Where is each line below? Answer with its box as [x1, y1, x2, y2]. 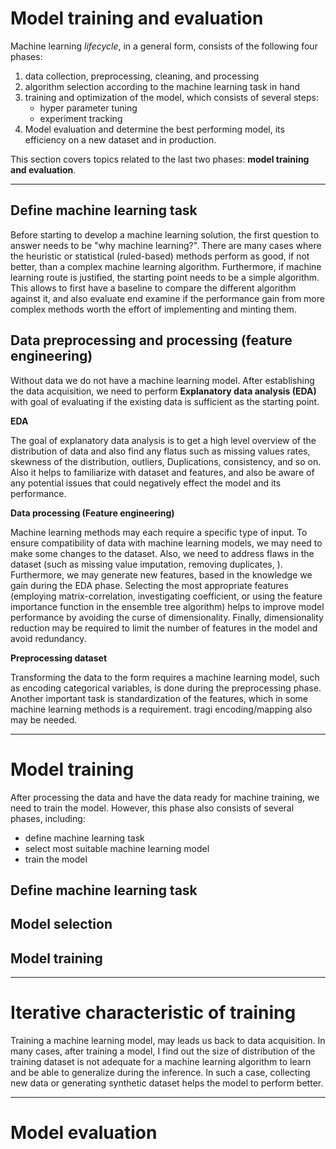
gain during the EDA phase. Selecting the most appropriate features [10, 579, 289, 591]
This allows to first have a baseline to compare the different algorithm [10, 282, 297, 294]
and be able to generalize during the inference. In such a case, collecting [10, 1067, 311, 1079]
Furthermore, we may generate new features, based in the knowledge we [10, 568, 313, 581]
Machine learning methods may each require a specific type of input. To [10, 526, 308, 538]
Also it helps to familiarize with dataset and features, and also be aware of [10, 466, 315, 478]
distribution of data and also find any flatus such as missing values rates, [10, 445, 311, 457]
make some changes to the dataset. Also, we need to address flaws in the [10, 547, 315, 559]
